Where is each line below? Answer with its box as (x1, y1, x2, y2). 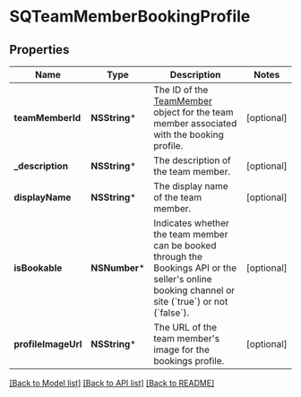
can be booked (153, 239, 217, 252)
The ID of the (153, 83, 209, 96)
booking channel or (153, 284, 236, 297)
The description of (153, 154, 231, 167)
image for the (153, 343, 211, 356)
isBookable (13, 262, 63, 274)
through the (153, 251, 203, 263)
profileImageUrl (13, 338, 82, 350)
